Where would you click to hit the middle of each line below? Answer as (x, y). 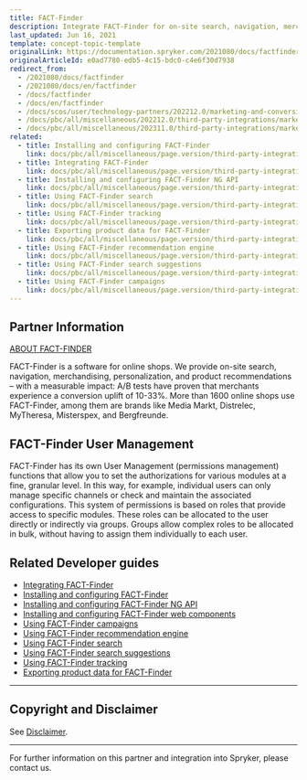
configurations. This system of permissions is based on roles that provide (148, 505)
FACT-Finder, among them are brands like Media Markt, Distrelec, (132, 406)
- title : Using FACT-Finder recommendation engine (116, 248)
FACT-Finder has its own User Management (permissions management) (144, 466)
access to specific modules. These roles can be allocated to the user (139, 515)
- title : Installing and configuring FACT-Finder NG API (128, 179)
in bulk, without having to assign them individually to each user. (129, 534)
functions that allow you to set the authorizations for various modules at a (148, 475)
